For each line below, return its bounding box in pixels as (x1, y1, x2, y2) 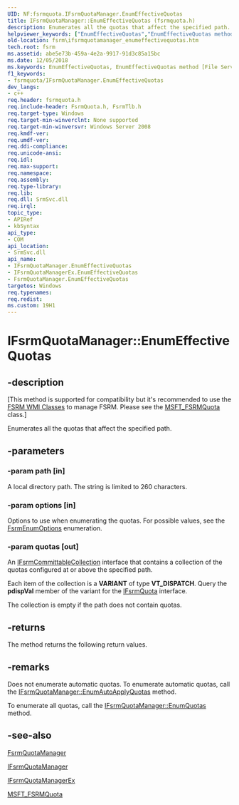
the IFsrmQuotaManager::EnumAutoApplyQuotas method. (7, 687, 176, 696)
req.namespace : (7, 169, 53, 177)
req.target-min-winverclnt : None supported (7, 116, 139, 123)
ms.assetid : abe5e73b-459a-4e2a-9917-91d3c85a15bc (7, 51, 161, 58)
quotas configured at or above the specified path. (7, 565, 153, 574)
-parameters (7, 445, 65, 457)
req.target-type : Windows (7, 110, 84, 117)
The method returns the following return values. (7, 640, 148, 649)
